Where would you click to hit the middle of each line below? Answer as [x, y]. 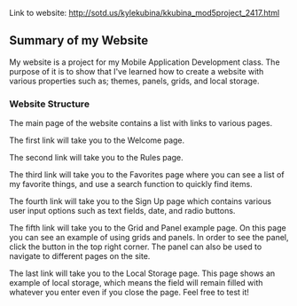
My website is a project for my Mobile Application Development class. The [145, 62]
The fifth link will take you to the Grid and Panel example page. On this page [148, 228]
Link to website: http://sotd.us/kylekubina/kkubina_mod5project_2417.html [145, 13]
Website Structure [50, 104]
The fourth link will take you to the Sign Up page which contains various [141, 201]
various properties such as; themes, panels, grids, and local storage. [134, 81]
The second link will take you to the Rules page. [96, 158]
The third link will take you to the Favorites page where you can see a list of [147, 175]
